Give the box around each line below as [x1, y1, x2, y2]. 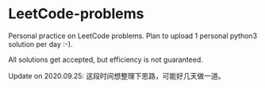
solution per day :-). [8, 39, 73, 48]
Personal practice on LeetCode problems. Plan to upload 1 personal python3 [8, 31, 258, 40]
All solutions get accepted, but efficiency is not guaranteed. [8, 55, 204, 64]
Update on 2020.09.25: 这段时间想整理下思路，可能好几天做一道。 [8, 71, 225, 80]
